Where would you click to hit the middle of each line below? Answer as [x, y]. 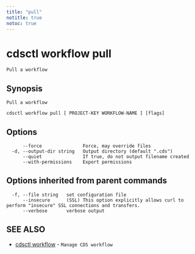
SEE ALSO [26, 230]
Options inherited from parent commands [87, 181]
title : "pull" [24, 12]
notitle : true [24, 18]
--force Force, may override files [87, 146]
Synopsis [24, 88]
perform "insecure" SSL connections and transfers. [73, 205]
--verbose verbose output [63, 211]
